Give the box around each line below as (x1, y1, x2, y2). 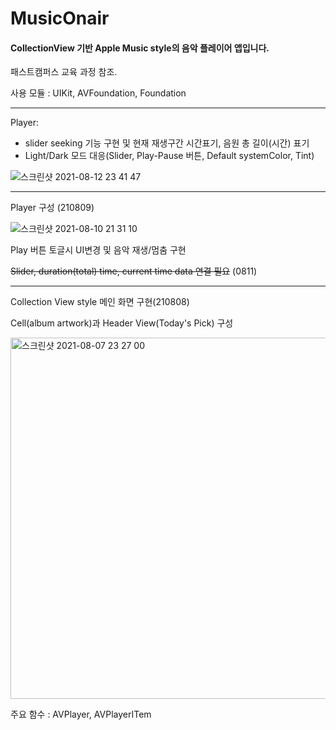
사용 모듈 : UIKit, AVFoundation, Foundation (10, 87, 187, 99)
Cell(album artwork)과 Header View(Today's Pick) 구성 (10, 317, 234, 329)
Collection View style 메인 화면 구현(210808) (10, 296, 190, 308)
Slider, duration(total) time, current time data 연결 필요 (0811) (10, 265, 258, 277)
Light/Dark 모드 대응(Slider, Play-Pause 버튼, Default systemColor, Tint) (24, 150, 315, 162)
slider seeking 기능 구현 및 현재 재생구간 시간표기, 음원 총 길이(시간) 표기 (24, 137, 310, 149)
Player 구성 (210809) (10, 202, 95, 214)
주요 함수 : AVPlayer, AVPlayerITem (10, 708, 152, 721)
